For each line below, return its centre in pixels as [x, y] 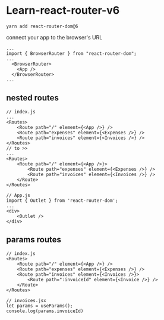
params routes [34, 240]
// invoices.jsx [26, 300]
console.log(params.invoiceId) [45, 311]
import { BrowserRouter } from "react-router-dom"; [71, 53]
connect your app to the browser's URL [54, 37]
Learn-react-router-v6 [63, 10]
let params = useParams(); [40, 306]
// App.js [18, 195]
